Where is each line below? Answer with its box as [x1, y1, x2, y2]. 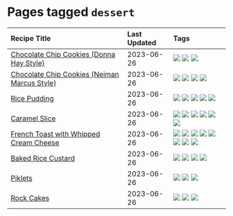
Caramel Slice [10, 114, 56, 123]
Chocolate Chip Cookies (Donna [10, 49, 116, 59]
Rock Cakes [10, 193, 50, 203]
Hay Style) [10, 58, 45, 68]
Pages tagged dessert [7, 4, 135, 20]
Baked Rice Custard [10, 153, 75, 163]
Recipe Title [10, 33, 51, 43]
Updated [127, 37, 157, 47]
